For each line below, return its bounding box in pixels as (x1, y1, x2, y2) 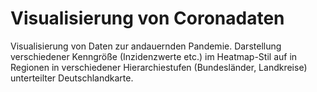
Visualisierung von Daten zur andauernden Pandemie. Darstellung (10, 40, 282, 52)
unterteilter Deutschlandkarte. (10, 72, 134, 84)
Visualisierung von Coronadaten (10, 7, 285, 30)
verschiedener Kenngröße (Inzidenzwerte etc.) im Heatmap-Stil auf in (10, 50, 298, 62)
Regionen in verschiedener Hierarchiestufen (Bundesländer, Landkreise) (10, 61, 308, 73)
